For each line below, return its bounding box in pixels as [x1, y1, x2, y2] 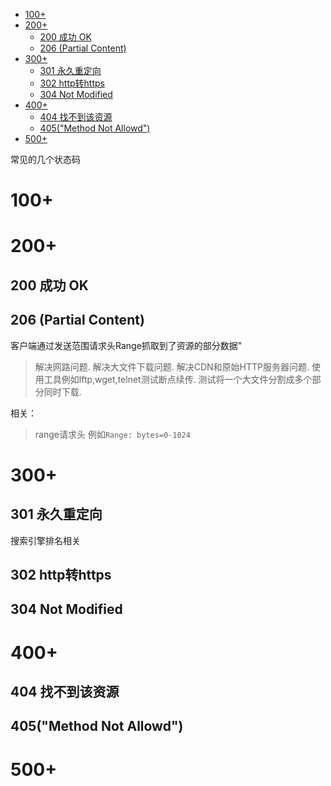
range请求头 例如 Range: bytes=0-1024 [34, 428, 191, 440]
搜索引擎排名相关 [10, 534, 81, 546]
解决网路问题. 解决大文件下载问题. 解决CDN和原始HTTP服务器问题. [34, 360, 310, 373]
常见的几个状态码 [10, 154, 81, 165]
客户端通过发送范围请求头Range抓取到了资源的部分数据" [10, 339, 243, 351]
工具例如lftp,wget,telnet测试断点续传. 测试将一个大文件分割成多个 [43, 373, 313, 385]
